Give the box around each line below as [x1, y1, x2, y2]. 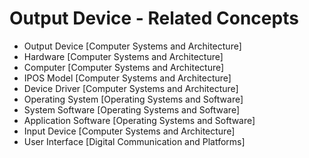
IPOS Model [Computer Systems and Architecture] [23, 72, 232, 84]
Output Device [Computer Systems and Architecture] [23, 40, 242, 52]
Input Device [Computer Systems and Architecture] [23, 125, 236, 137]
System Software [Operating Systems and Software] [23, 103, 241, 116]
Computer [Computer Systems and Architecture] [23, 61, 225, 73]
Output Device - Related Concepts [9, 7, 299, 30]
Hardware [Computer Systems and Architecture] [23, 50, 224, 62]
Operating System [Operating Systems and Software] [23, 93, 244, 105]
